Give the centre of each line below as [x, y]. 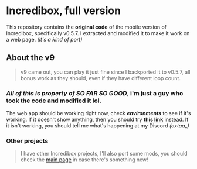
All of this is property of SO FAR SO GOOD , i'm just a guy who [95, 93]
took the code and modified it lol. [54, 101]
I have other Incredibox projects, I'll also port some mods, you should [104, 154]
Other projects [27, 140]
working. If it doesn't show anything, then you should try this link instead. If [97, 120]
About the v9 [30, 58]
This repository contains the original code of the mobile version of [86, 27]
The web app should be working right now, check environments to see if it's [98, 113]
